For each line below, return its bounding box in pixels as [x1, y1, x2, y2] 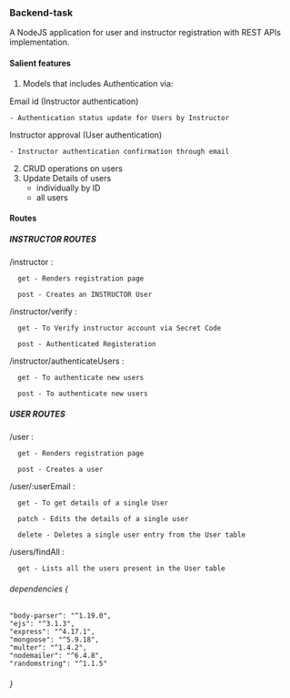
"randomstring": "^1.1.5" [9, 659, 107, 669]
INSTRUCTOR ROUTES [9, 233, 97, 244]
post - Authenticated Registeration [17, 340, 156, 349]
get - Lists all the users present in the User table [17, 564, 225, 573]
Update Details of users [22, 172, 112, 183]
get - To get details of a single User [17, 498, 169, 508]
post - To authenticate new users [17, 389, 148, 398]
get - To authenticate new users [17, 374, 145, 383]
